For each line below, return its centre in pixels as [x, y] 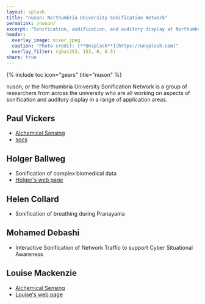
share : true [21, 57]
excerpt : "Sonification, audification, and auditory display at [90, 29]
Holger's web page [39, 180]
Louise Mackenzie [42, 273]
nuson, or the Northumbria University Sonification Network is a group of [97, 87]
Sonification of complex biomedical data [66, 174]
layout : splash [26, 12]
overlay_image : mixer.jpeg [46, 40]
